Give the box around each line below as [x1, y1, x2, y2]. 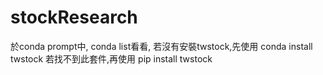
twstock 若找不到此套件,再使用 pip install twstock [10, 52, 213, 65]
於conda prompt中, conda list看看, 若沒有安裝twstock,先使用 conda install [10, 40, 313, 52]
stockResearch [10, 6, 138, 29]
